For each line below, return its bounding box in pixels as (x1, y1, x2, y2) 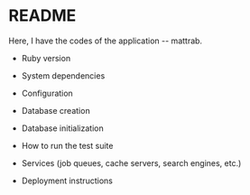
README (8, 5, 77, 26)
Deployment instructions (21, 175, 114, 186)
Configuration (21, 88, 73, 98)
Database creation (21, 105, 91, 116)
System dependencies (21, 70, 106, 81)
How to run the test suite (21, 140, 114, 151)
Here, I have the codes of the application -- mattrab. (8, 35, 203, 46)
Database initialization (21, 123, 105, 134)
